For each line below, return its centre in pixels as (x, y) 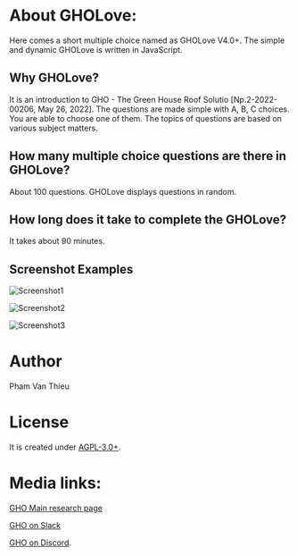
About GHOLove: (73, 16)
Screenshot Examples (71, 269)
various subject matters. (54, 128)
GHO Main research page (56, 508)
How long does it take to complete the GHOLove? (148, 219)
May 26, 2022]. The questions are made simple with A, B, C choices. (164, 109)
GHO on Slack (35, 525)
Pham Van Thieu (39, 386)
